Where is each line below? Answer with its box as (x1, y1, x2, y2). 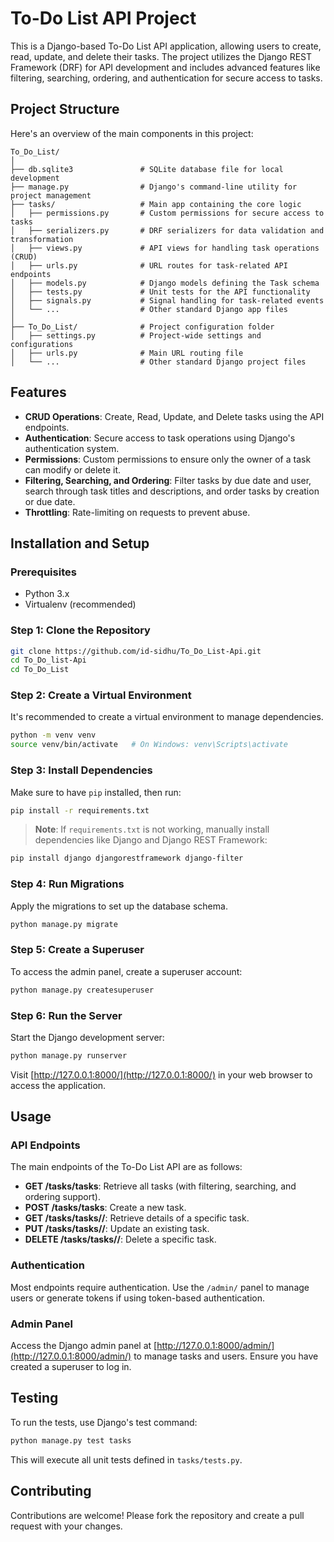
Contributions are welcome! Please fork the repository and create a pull (10, 1509, 305, 1521)
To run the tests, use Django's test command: (10, 1416, 198, 1428)
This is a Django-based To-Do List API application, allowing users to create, (10, 40, 322, 52)
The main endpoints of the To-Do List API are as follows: (10, 1161, 243, 1173)
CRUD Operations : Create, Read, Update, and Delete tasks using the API (24, 410, 325, 422)
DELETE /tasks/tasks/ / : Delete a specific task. (24, 1233, 217, 1246)
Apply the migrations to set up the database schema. (10, 900, 228, 912)
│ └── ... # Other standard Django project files (10, 357, 307, 367)
